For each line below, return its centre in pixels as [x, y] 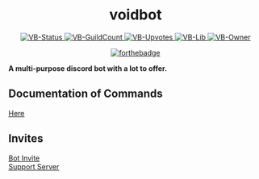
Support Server [34, 166]
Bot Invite [24, 158]
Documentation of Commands [86, 94]
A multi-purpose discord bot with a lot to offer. [88, 68]
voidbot [136, 15]
